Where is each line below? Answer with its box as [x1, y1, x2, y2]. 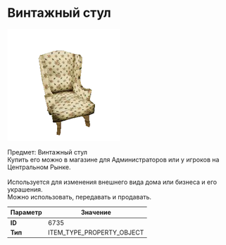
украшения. [7, 185, 44, 194]
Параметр [10, 208, 42, 217]
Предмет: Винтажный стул [7, 147, 88, 156]
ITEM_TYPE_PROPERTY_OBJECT [48, 228, 144, 237]
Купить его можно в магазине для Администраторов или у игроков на [7, 155, 220, 164]
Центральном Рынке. [7, 163, 71, 171]
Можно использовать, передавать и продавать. [7, 192, 152, 201]
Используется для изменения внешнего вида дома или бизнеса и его [7, 178, 217, 186]
